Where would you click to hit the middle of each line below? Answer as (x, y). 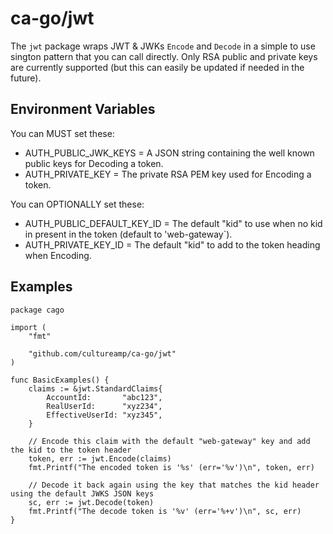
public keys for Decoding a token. (94, 163)
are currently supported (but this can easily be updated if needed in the (157, 67)
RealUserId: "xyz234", (104, 406)
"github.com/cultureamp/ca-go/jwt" (102, 353)
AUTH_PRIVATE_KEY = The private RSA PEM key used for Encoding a (168, 174)
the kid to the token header (71, 450)
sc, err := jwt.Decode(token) (91, 502)
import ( (28, 327)
